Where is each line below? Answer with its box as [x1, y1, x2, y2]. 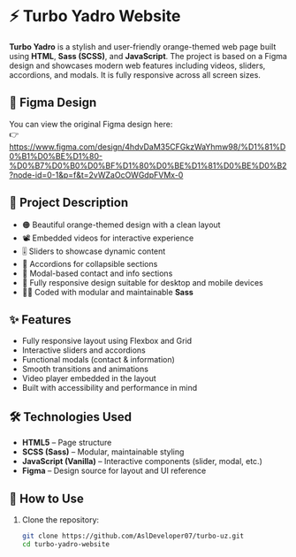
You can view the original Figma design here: [9, 118, 173, 129]
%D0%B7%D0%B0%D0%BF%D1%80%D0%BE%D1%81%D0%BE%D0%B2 [9, 160, 287, 171]
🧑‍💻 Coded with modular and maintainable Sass [21, 286, 194, 297]
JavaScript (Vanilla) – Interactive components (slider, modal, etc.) [21, 456, 262, 467]
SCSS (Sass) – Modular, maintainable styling [21, 446, 185, 457]
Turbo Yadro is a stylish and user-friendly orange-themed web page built [9, 41, 277, 52]
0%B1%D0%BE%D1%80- [9, 150, 103, 161]
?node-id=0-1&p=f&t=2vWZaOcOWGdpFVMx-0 [9, 169, 184, 180]
